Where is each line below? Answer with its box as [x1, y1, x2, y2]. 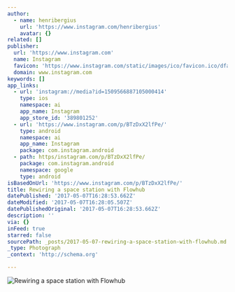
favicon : [13, 62, 39, 69]
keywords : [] [7, 75, 45, 83]
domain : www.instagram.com [13, 69, 92, 76]
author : [7, 10, 30, 18]
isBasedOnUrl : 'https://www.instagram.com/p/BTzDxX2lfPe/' [7, 179, 183, 186]
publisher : [7, 43, 39, 50]
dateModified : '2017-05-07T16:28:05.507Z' [7, 199, 133, 207]
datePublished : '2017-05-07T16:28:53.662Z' [7, 193, 136, 200]
